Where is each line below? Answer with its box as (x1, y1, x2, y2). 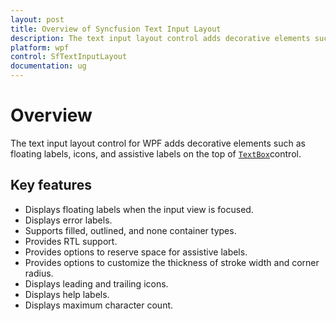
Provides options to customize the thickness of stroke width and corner (24, 256, 320, 268)
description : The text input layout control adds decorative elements (10, 33, 311, 43)
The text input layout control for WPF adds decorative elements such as (10, 137, 306, 149)
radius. (24, 267, 54, 279)
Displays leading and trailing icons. (24, 277, 169, 290)
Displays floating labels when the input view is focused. (24, 203, 254, 215)
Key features (10, 177, 92, 194)
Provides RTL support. (24, 235, 118, 247)
